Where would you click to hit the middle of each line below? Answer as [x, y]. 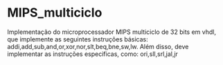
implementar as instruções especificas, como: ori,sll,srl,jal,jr [93, 54]
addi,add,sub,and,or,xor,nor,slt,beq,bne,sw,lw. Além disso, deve [98, 46]
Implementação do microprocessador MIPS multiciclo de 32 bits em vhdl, [112, 32]
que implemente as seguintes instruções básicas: [78, 39]
